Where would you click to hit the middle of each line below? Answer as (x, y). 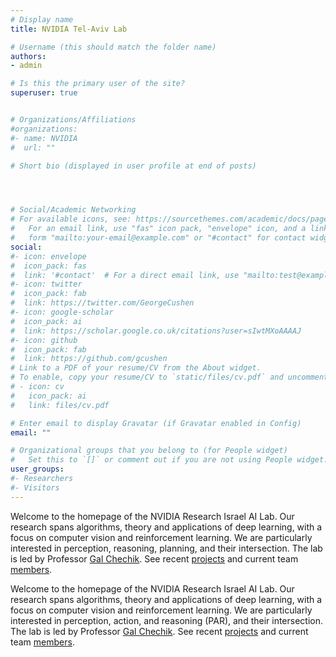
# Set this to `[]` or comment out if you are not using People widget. (169, 460)
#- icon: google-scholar (62, 312)
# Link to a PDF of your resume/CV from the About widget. (136, 368)
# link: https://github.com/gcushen (89, 359)
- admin (26, 66)
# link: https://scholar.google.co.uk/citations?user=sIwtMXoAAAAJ (156, 331)
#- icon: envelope (48, 256)
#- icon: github (44, 340)
